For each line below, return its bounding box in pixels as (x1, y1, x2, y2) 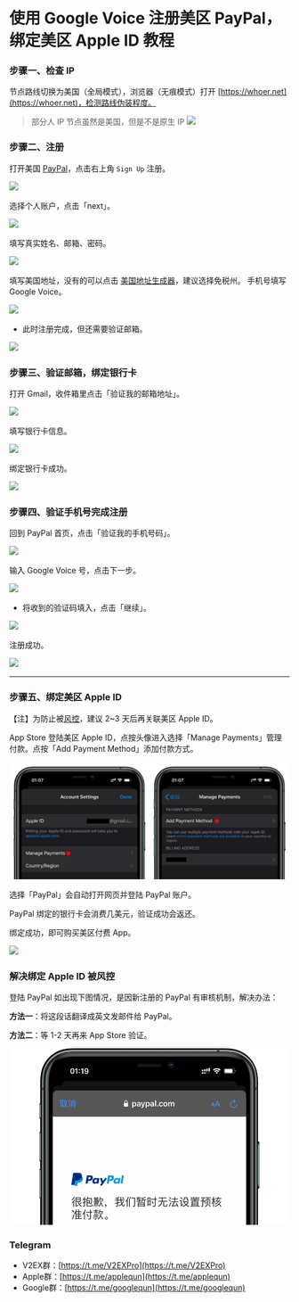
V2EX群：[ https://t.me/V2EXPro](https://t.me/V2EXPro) (21, 1260, 226, 1271)
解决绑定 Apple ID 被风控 (9, 969, 116, 982)
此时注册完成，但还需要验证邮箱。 (21, 323, 148, 334)
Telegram (9, 1239, 52, 1251)
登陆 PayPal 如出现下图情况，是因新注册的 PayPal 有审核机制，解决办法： (9, 992, 279, 1003)
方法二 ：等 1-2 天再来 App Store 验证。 (9, 1030, 152, 1041)
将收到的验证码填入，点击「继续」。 (21, 603, 151, 614)
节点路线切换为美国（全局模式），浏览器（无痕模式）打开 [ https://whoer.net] (9, 87, 287, 97)
